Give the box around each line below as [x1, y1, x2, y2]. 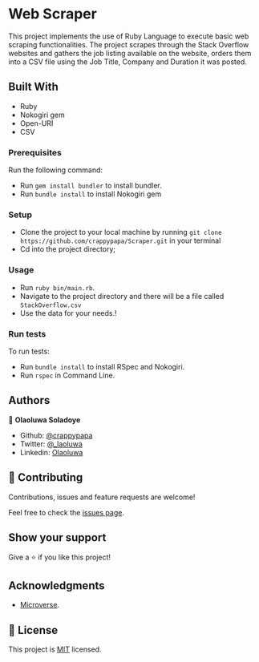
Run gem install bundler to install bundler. [19, 181, 162, 191]
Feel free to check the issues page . [8, 507, 124, 517]
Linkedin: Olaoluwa [19, 447, 83, 457]
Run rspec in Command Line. [19, 370, 115, 380]
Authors [8, 394, 51, 407]
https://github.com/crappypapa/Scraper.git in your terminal [19, 236, 221, 245]
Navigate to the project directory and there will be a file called [19, 291, 225, 301]
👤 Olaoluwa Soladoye [8, 414, 81, 425]
